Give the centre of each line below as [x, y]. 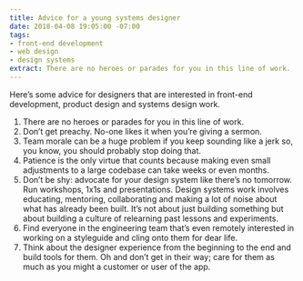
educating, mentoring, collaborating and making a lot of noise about [150, 199]
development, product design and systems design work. [115, 104]
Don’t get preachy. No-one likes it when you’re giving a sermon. [142, 131]
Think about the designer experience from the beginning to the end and [157, 247]
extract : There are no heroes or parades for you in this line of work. [150, 69]
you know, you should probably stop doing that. [112, 150]
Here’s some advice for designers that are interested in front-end [131, 94]
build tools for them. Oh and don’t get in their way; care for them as [149, 256]
